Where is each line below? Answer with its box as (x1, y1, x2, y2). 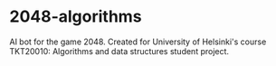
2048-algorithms (9, 6, 142, 27)
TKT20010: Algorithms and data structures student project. (9, 45, 229, 56)
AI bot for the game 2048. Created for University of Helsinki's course (9, 36, 267, 47)
